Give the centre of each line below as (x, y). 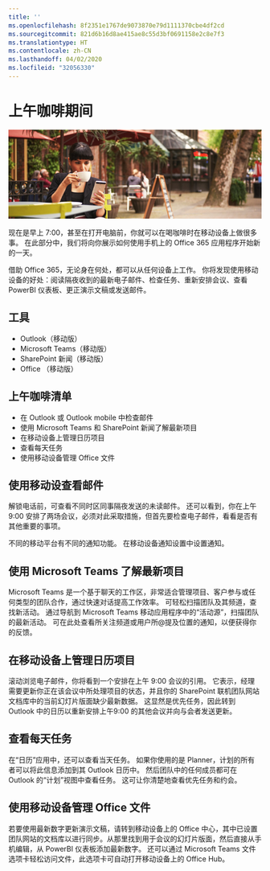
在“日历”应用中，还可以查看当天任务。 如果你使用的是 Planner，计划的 (125, 759)
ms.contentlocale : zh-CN (50, 51)
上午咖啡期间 (51, 111)
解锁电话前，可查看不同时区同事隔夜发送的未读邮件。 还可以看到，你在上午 (133, 506)
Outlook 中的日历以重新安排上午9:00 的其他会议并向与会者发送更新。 (123, 711)
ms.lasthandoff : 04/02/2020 (55, 60)
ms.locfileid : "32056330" (51, 68)
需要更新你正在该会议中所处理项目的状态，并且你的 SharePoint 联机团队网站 (134, 691)
